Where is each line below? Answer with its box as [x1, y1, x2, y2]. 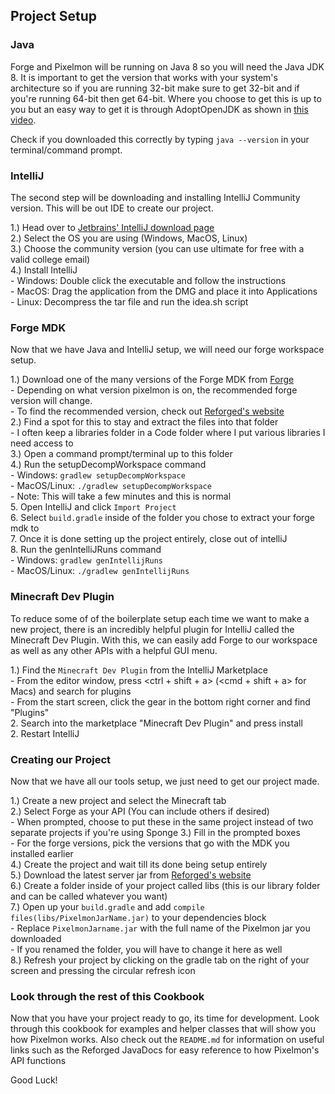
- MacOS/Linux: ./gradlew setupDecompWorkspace [10, 480, 212, 492]
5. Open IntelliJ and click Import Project [10, 501, 177, 513]
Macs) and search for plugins [10, 685, 132, 697]
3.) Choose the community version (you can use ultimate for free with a [10, 242, 305, 254]
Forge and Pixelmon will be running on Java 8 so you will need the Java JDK [10, 60, 325, 73]
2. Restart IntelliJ [10, 727, 80, 739]
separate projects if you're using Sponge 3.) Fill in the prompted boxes [10, 826, 301, 838]
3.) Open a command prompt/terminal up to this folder [10, 448, 233, 460]
